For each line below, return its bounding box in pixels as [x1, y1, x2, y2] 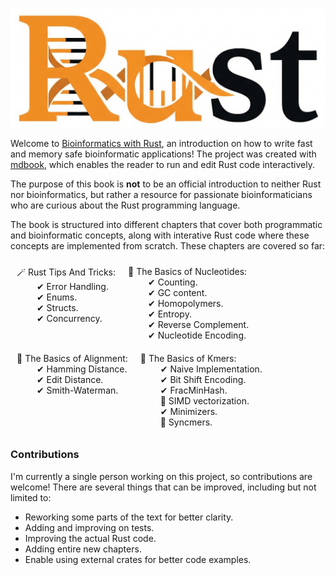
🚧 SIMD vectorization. [159, 395, 250, 407]
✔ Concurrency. [36, 313, 103, 325]
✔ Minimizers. [159, 406, 218, 418]
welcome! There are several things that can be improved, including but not [10, 481, 317, 493]
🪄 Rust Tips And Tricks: [16, 266, 117, 278]
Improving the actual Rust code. [24, 532, 157, 544]
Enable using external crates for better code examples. [24, 553, 252, 565]
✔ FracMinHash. [159, 384, 228, 397]
